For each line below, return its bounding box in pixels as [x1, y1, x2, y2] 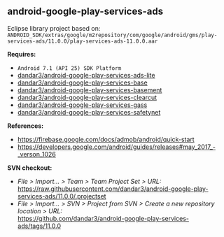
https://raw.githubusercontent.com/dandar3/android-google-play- [17, 185, 209, 193]
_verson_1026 [17, 150, 56, 158]
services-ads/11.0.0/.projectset [17, 192, 106, 200]
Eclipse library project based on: [7, 24, 101, 32]
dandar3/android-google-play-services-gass [17, 101, 148, 109]
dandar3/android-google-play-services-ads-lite [17, 71, 155, 79]
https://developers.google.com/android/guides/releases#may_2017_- [17, 143, 216, 151]
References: [7, 122, 44, 130]
